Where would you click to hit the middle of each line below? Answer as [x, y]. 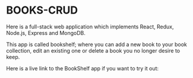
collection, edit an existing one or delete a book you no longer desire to [93, 50]
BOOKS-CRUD [42, 10]
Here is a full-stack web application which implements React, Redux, [90, 27]
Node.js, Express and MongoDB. [46, 32]
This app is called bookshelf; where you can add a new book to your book [96, 44]
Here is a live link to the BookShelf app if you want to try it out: [83, 68]
